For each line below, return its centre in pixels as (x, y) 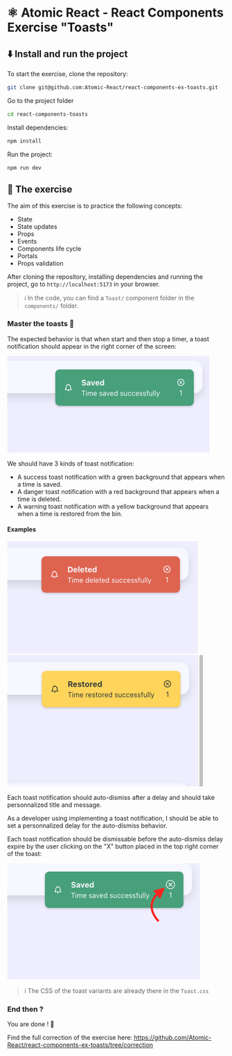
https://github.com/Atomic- (173, 1038)
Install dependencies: (38, 127)
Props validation (40, 264)
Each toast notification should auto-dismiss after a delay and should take (111, 797)
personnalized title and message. (54, 805)
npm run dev (24, 167)
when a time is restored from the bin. (70, 513)
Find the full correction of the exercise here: (70, 1038)
